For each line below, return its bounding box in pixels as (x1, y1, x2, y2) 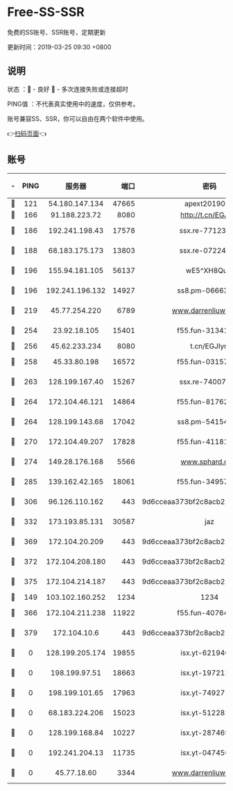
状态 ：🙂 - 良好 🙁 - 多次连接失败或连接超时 (7, 85, 128, 93)
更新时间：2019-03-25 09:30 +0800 (7, 42, 112, 51)
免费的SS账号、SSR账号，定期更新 (7, 28, 106, 36)
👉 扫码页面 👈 (7, 129, 47, 138)
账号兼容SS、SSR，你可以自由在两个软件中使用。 (7, 114, 148, 122)
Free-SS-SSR (7, 4, 85, 20)
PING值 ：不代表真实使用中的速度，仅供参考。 (7, 99, 139, 108)
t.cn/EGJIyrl (190, 341, 229, 351)
